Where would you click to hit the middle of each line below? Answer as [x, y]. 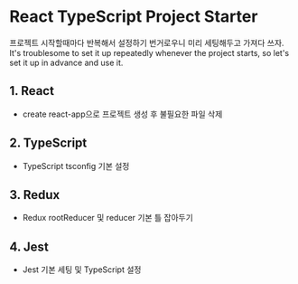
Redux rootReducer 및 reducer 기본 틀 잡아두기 [108, 218]
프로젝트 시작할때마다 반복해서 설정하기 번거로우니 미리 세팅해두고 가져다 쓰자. [147, 43]
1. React [32, 91]
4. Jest [29, 246]
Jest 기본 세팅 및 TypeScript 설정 [82, 270]
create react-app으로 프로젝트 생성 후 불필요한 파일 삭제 [122, 114]
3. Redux [35, 195]
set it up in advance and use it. [66, 62]
